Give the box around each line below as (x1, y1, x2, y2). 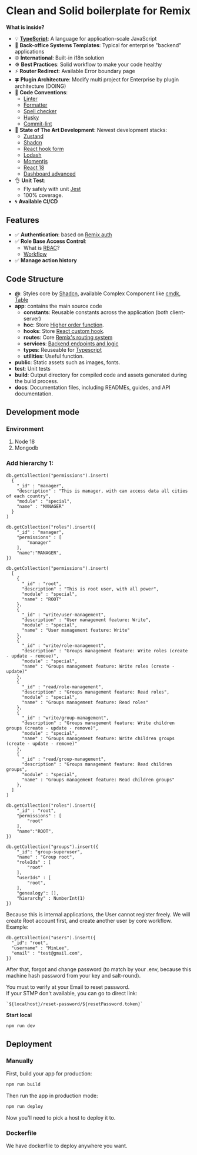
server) (23, 315, 41, 322)
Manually (6, 1057, 34, 1065)
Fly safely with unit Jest (23, 185, 81, 192)
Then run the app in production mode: (6, 1092, 98, 1099)
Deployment (6, 1039, 52, 1049)
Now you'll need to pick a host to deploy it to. (6, 1114, 116, 1121)
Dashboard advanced (23, 170, 76, 177)
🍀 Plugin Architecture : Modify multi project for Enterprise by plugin (14, 75, 179, 83)
